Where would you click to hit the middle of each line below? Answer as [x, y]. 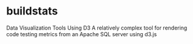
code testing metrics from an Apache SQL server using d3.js [82, 34]
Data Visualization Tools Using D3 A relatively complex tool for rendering [97, 28]
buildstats [32, 11]
